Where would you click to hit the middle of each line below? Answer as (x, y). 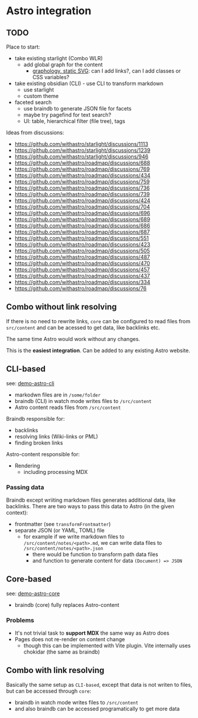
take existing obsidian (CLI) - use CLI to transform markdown (89, 83)
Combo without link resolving (61, 307)
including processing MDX (56, 472)
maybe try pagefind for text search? (67, 115)
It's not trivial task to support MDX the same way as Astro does (92, 633)
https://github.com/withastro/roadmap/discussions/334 (82, 282)
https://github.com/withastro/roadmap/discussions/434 (82, 175)
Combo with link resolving (55, 670)
